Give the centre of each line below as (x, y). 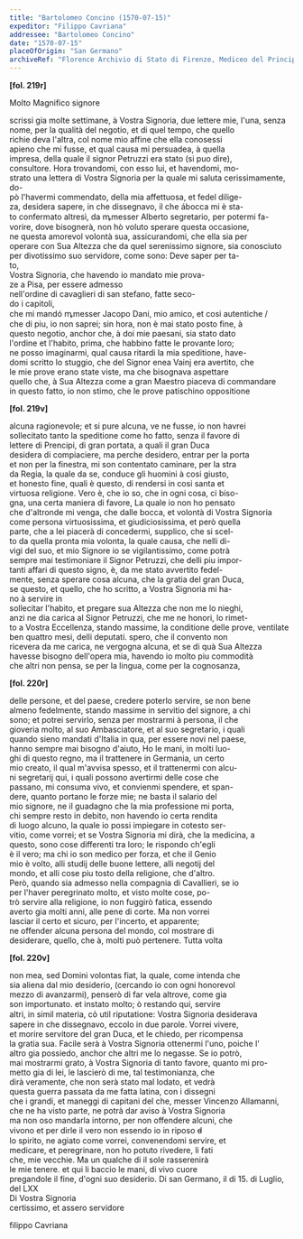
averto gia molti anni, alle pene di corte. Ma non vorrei (110, 911)
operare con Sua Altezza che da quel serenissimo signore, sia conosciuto (146, 246)
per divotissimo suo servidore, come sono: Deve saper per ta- (125, 255)
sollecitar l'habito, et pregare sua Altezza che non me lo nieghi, (126, 608)
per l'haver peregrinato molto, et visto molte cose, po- (110, 892)
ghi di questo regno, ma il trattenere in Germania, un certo (117, 758)
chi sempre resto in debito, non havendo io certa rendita (114, 816)
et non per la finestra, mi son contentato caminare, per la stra (123, 464)
